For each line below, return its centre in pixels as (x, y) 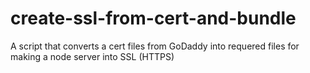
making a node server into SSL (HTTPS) (92, 56)
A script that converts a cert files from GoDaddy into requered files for (155, 46)
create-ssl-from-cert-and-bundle (153, 18)
